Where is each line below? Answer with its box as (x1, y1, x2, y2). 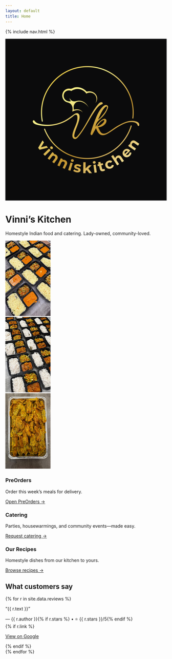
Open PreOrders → (5, 498, 46, 505)
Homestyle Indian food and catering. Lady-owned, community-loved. (5, 230, 151, 237)
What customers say (5, 582, 73, 591)
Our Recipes (5, 546, 37, 553)
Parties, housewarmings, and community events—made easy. (5, 523, 136, 529)
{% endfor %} (5, 649, 35, 655)
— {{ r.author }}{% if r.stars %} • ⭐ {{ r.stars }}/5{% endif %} (5, 616, 133, 622)
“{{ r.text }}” (5, 606, 31, 612)
